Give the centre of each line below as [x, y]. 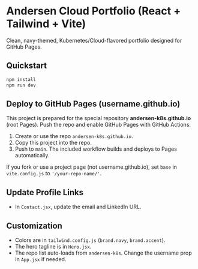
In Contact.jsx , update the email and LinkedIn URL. [78, 207]
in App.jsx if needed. [40, 259]
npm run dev [21, 85]
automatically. [32, 156]
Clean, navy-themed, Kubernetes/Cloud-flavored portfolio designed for [94, 40]
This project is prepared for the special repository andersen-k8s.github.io [99, 118]
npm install [21, 79]
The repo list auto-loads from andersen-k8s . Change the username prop [103, 253]
